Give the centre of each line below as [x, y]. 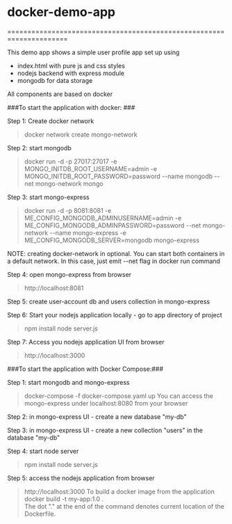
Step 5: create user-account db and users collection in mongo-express [109, 301]
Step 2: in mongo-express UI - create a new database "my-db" [97, 416]
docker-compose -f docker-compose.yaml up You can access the [119, 396]
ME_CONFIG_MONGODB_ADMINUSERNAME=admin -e [103, 218]
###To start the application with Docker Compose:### [85, 369]
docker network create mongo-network [81, 134]
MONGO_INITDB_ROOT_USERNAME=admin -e [91, 168]
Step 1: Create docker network [51, 121]
